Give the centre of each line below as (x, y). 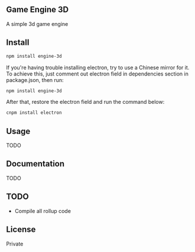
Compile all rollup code (43, 211)
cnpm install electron (34, 113)
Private (15, 244)
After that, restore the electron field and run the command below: (85, 102)
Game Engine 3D (38, 10)
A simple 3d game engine (37, 24)
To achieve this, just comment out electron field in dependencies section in (97, 74)
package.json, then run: (35, 80)
